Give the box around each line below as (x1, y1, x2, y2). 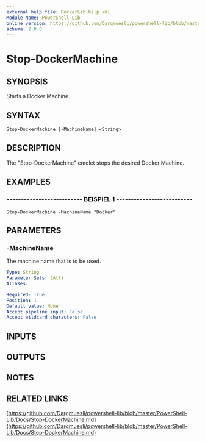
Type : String (6, 269, 40, 276)
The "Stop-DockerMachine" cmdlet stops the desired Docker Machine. (6, 159, 185, 166)
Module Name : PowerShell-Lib (6, 15, 81, 21)
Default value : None (6, 303, 59, 309)
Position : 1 (6, 297, 37, 304)
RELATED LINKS (6, 393, 68, 404)
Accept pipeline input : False (6, 308, 84, 315)
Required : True (6, 291, 45, 298)
